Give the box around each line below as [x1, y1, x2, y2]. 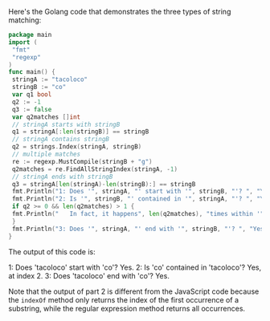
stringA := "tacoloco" [11, 75, 88, 83]
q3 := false [11, 105, 52, 113]
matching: [8, 15, 42, 25]
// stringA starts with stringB [11, 120, 121, 128]
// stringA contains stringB [11, 136, 110, 144]
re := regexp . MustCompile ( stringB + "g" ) [11, 157, 153, 165]
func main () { [8, 68, 56, 76]
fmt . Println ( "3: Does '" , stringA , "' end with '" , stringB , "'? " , [11, 225, 247, 233]
